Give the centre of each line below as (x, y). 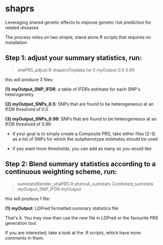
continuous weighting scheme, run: (61, 172)
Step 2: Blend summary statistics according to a (81, 164)
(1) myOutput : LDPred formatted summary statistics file (62, 208)
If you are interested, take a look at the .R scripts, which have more (73, 233)
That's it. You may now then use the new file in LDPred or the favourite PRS (82, 218)
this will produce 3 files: (29, 79)
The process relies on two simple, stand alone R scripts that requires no (78, 37)
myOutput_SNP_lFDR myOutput (49, 189)
